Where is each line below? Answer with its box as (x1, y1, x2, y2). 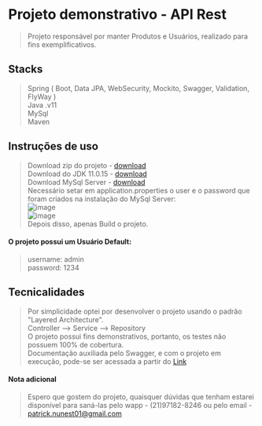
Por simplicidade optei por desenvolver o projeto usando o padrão (27, 307, 242, 316)
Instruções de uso (8, 140, 98, 153)
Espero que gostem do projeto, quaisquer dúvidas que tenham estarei (27, 391, 254, 402)
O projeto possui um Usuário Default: (8, 237, 132, 247)
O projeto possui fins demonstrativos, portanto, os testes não (27, 332, 227, 341)
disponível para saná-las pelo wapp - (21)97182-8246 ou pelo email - (27, 400, 253, 409)
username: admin (27, 254, 85, 264)
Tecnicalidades (8, 285, 85, 299)
